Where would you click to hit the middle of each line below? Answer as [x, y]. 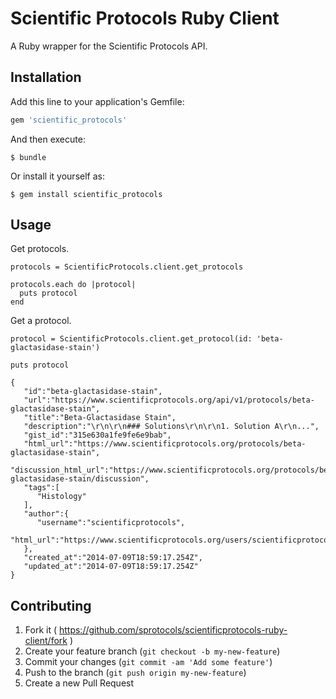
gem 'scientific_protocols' [69, 120]
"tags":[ [41, 488]
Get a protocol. [41, 321]
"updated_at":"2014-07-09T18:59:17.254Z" [111, 567]
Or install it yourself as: [57, 176]
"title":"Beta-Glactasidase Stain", [100, 418]
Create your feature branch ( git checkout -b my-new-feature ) [152, 651]
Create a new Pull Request [79, 683]
